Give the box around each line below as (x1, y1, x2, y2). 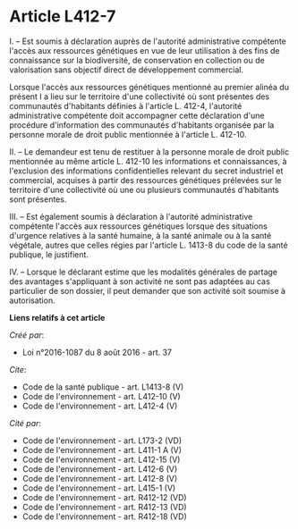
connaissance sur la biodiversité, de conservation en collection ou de (9, 55, 266, 65)
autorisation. (9, 295, 55, 306)
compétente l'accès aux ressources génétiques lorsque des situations (9, 221, 268, 231)
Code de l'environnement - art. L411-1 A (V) (21, 444, 182, 455)
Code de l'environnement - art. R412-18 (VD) (21, 511, 187, 522)
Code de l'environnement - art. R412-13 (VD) (21, 501, 187, 512)
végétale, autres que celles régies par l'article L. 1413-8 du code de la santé (9, 239, 288, 250)
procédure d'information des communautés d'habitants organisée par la (9, 119, 275, 130)
